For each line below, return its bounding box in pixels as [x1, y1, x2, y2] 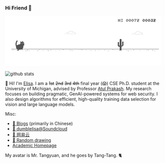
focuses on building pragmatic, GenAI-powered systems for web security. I [5, 91, 158, 97]
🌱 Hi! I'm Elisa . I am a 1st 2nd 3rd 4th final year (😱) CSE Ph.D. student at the [5, 80, 160, 86]
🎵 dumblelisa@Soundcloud [12, 125, 68, 131]
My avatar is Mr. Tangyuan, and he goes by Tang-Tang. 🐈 [5, 152, 123, 158]
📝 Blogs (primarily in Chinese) [12, 121, 73, 126]
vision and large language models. [5, 101, 75, 107]
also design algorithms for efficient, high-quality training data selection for [5, 96, 157, 102]
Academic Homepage [12, 142, 57, 148]
